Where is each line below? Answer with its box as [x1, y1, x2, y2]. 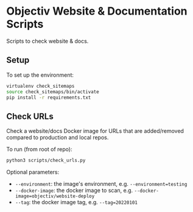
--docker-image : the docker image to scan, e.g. [15, 187, 133, 194]
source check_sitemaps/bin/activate [6, 88, 99, 95]
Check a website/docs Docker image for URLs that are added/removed [6, 127, 184, 135]
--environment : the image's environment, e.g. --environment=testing [15, 180, 188, 188]
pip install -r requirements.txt [6, 94, 91, 101]
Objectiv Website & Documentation [6, 4, 188, 18]
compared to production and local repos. [6, 134, 109, 141]
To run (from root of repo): [6, 146, 72, 153]
